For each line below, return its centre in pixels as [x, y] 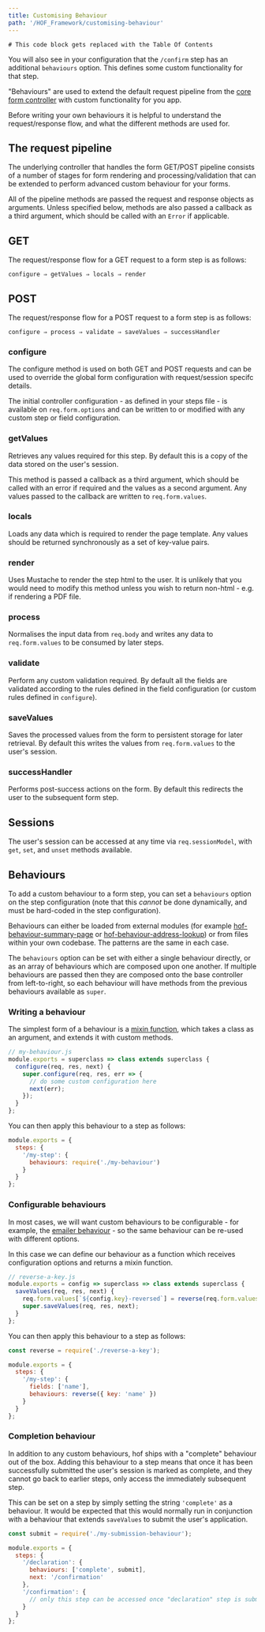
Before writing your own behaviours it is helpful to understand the [115, 115]
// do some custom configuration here [93, 1081]
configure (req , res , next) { [63, 1066]
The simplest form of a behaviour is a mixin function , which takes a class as [131, 1029]
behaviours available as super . [57, 991]
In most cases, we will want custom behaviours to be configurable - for [123, 1222]
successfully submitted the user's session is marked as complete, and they [130, 1470]
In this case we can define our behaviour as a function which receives [122, 1254]
